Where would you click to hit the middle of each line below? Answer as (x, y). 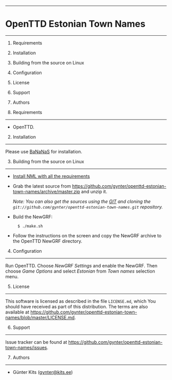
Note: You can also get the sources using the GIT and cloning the (82, 201)
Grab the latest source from (42, 186)
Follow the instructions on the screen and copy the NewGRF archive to (87, 235)
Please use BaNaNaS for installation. (44, 151)
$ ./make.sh (30, 226)
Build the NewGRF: (33, 217)
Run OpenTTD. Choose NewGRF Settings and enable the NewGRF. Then (81, 265)
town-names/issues (26, 347)
